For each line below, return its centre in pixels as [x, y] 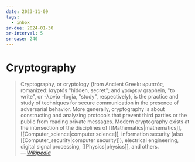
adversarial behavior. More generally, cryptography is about [93, 109]
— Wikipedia [35, 153]
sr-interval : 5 [25, 33]
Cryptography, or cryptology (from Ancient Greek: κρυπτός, [92, 84]
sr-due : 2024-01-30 [30, 28]
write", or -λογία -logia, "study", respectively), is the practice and [99, 96]
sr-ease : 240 [22, 39]
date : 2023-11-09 [27, 11]
